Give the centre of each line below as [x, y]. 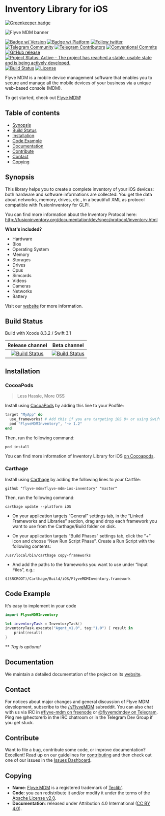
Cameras [21, 286]
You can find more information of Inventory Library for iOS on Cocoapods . [80, 456]
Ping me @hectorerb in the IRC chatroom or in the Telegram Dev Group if [79, 717]
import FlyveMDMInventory [31, 615]
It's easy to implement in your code [41, 605]
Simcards [22, 275]
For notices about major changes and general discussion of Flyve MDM [77, 702]
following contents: [31, 546]
